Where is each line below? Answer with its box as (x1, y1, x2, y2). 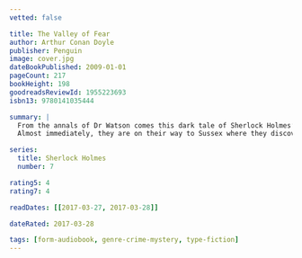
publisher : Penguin (9, 46, 83, 55)
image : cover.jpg (9, 55, 75, 64)
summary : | (9, 112, 50, 121)
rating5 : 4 (9, 178, 50, 187)
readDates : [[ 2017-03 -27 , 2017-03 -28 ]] (9, 203, 159, 212)
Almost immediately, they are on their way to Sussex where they (17, 129, 268, 138)
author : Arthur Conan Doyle (9, 38, 115, 47)
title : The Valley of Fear (9, 29, 111, 39)
